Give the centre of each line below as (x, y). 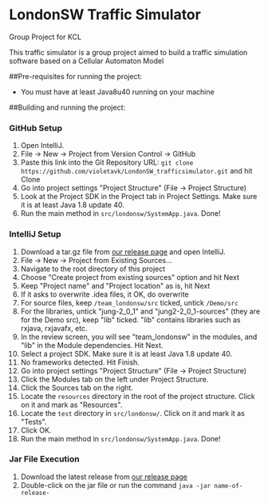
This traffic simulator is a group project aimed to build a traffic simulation (128, 52)
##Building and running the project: (67, 107)
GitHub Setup (36, 128)
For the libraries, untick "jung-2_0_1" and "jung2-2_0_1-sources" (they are (140, 311)
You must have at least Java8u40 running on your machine (117, 92)
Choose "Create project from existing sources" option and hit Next (130, 277)
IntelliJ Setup (35, 234)
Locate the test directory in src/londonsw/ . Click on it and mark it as (133, 413)
